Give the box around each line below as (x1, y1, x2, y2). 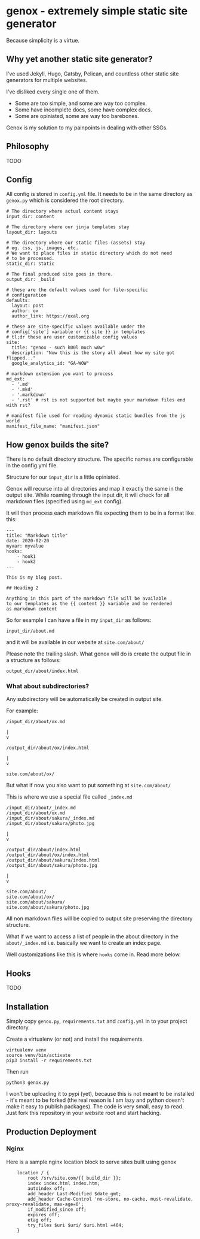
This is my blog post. (6, 575, 63, 581)
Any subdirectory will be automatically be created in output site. (6, 696, 163, 703)
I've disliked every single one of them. (6, 88, 100, 95)
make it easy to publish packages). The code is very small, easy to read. (6, 1103, 184, 1110)
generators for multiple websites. (6, 76, 88, 83)
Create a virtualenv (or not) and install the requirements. (6, 1035, 144, 1043)
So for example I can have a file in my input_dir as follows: (6, 617, 152, 624)
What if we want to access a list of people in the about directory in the (6, 933, 179, 940)
